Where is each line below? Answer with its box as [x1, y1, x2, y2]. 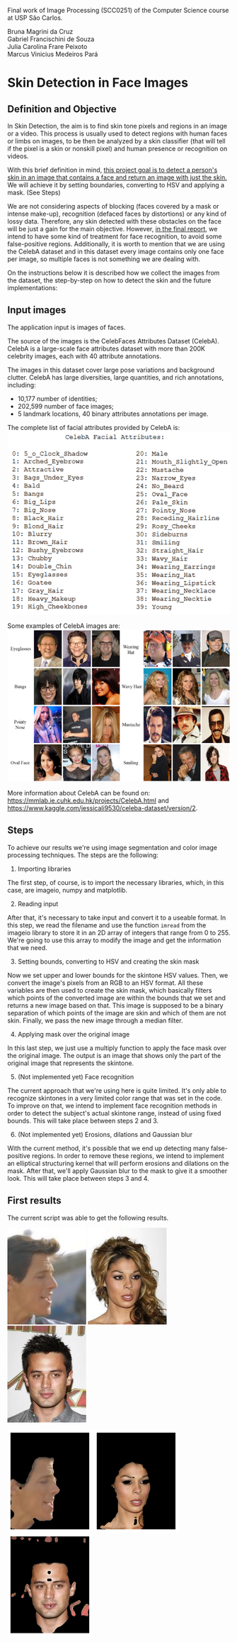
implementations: [7, 284, 58, 292]
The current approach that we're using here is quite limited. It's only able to [7, 1086, 226, 1095]
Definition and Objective [7, 103, 117, 115]
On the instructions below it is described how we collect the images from [7, 269, 220, 277]
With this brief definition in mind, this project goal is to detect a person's [7, 166, 218, 174]
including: [7, 380, 37, 389]
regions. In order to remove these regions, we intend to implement [31, 1151, 224, 1159]
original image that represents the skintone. [7, 1059, 134, 1067]
